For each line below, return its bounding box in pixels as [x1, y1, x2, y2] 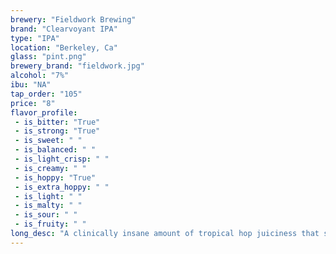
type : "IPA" [10, 33, 60, 43]
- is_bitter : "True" [14, 117, 101, 127]
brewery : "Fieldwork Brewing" [10, 14, 137, 25]
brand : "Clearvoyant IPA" [10, 24, 118, 34]
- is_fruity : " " [14, 219, 87, 230]
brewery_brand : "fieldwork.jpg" [10, 61, 145, 71]
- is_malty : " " [14, 201, 83, 211]
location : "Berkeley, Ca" [10, 42, 118, 53]
